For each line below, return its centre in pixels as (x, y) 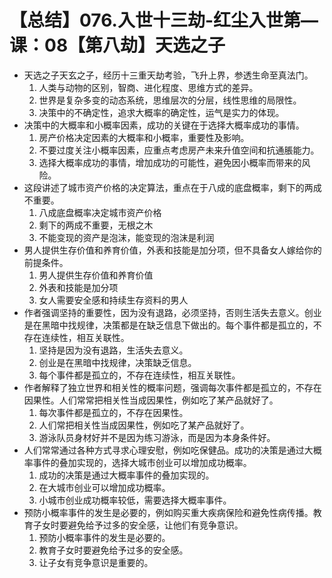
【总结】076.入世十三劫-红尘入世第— (164, 20)
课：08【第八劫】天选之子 (117, 45)
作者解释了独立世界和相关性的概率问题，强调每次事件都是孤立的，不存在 (172, 387)
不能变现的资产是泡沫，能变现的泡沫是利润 (126, 237)
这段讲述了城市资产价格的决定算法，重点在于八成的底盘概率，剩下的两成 (172, 187)
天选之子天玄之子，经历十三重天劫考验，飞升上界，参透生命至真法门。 (168, 75)
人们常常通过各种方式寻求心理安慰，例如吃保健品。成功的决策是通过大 (168, 450)
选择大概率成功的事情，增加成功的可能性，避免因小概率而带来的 (170, 162)
